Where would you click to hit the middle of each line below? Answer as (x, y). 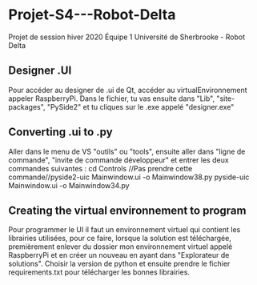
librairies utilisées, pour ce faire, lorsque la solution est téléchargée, (120, 239)
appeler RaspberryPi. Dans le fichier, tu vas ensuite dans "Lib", (111, 98)
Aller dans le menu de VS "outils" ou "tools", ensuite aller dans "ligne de (127, 151)
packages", (27, 106)
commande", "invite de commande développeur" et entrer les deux (119, 160)
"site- (225, 98)
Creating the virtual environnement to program (127, 210)
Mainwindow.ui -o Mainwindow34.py (69, 185)
